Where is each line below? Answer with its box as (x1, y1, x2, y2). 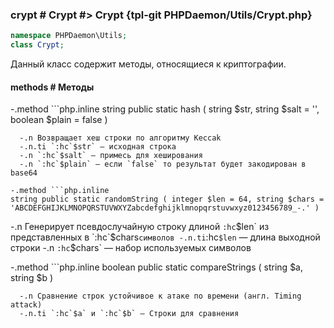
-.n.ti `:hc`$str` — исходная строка (19, 142, 177, 152)
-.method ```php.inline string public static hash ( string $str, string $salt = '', (10, 103, 320, 115)
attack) (10, 300, 43, 310)
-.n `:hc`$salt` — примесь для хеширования (19, 151, 203, 161)
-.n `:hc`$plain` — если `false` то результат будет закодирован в (19, 159, 307, 170)
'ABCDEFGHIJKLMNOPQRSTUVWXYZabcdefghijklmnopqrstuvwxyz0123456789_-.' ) (10, 203, 320, 213)
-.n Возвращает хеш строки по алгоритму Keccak (19, 133, 222, 143)
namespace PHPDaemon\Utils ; (10, 31, 128, 41)
